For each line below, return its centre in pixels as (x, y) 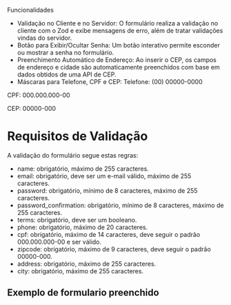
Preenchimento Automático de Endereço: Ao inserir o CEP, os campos (117, 60)
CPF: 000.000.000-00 (39, 95)
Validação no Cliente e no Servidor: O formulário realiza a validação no (118, 23)
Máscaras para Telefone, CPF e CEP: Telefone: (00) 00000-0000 (110, 82)
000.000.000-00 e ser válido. (59, 242)
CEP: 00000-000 (32, 108)
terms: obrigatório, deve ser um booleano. (77, 220)
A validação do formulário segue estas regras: (73, 155)
